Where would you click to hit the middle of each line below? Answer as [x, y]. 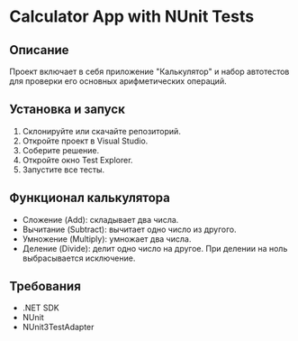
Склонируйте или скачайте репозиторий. [102, 131]
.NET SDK [41, 308]
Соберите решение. [61, 150]
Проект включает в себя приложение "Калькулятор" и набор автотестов [149, 71]
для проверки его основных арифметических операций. [118, 81]
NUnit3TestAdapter [58, 327]
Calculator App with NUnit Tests [132, 17]
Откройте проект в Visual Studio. [85, 141]
